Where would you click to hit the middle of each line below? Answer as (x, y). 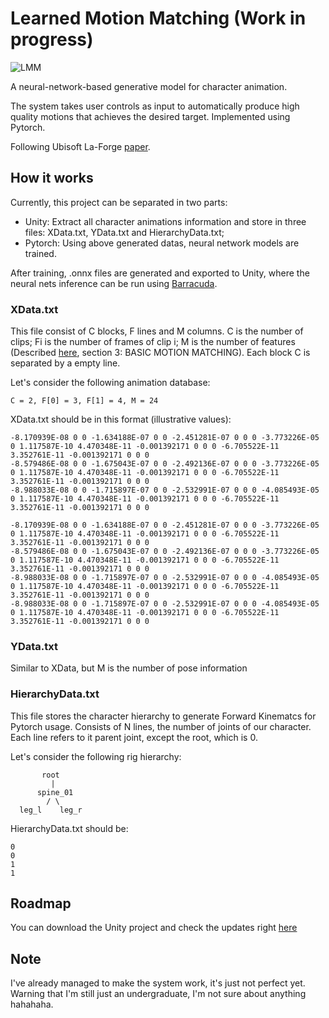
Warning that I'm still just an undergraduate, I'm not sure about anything (158, 994)
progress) (52, 39)
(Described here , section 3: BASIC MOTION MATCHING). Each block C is (160, 353)
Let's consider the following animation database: (110, 383)
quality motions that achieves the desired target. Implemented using (150, 116)
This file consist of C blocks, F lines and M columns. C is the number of (157, 331)
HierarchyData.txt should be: (69, 828)
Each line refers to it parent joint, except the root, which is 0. (134, 737)
